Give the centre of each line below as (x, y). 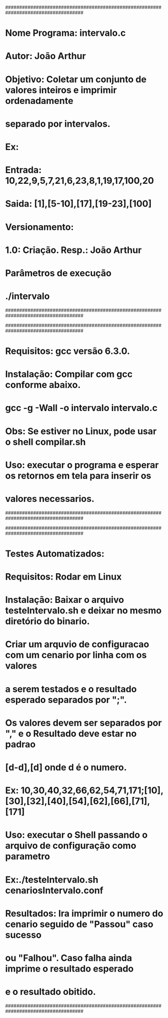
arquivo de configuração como (71, 846)
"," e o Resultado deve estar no (71, 733)
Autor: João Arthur (46, 56)
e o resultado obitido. (51, 992)
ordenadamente (39, 101)
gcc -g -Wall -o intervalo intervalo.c (81, 408)
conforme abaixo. (43, 385)
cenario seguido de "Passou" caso (79, 924)
